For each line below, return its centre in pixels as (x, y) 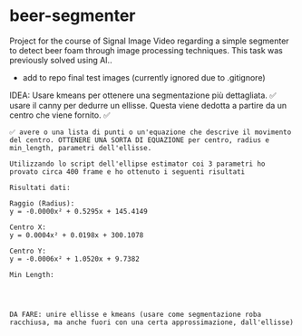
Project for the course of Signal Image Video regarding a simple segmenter (149, 41)
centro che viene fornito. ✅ (60, 115)
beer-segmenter (73, 16)
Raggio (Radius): (42, 203)
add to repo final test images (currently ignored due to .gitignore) (144, 77)
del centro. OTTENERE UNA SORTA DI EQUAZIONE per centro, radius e (140, 140)
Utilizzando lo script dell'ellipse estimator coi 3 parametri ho (137, 164)
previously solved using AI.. (61, 60)
